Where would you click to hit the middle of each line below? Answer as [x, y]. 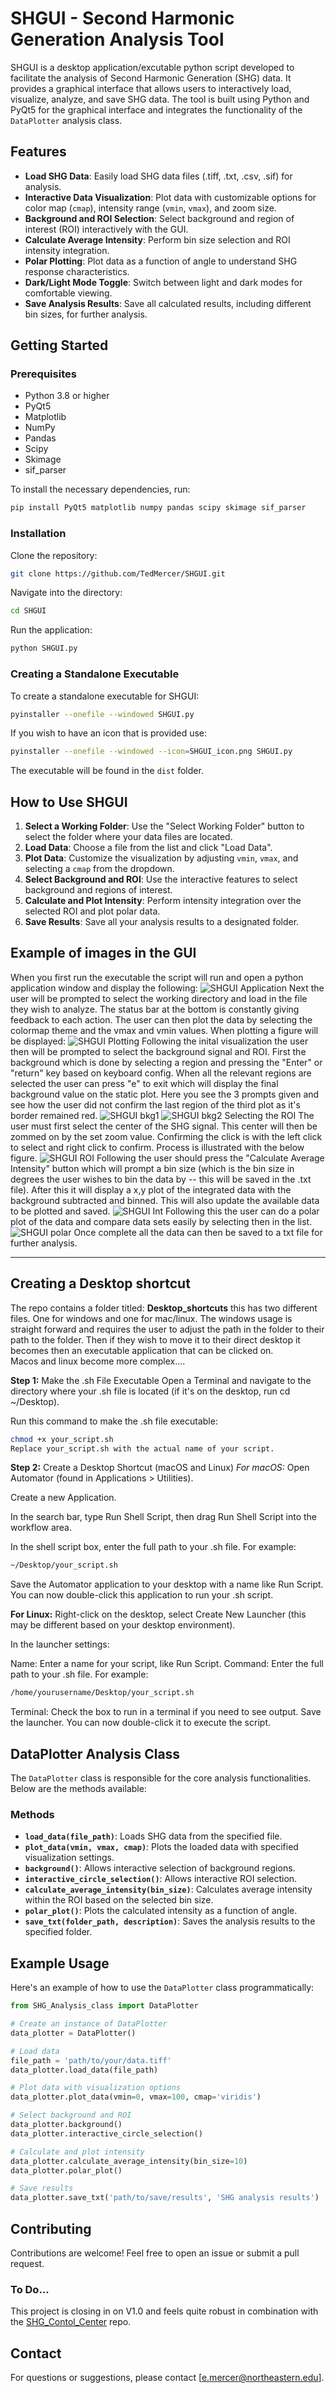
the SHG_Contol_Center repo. [71, 2322]
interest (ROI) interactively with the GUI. [106, 229]
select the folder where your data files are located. [128, 837]
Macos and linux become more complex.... [98, 1361]
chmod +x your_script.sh [62, 1439]
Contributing [51, 2228]
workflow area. [41, 1528]
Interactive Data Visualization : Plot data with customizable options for [170, 197]
